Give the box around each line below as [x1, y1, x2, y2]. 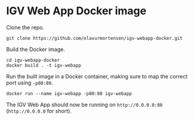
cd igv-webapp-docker [6, 57, 60, 63]
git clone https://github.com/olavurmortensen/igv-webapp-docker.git [6, 35, 183, 41]
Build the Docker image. [6, 46, 66, 53]
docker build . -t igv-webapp [6, 62, 82, 68]
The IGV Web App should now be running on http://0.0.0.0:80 [6, 101, 163, 108]
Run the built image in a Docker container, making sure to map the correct [6, 72, 188, 80]
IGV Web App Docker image [6, 4, 147, 18]
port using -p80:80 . [6, 79, 53, 86]
